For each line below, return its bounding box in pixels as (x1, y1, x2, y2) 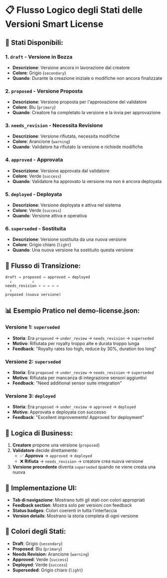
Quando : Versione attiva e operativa (12, 213, 87, 219)
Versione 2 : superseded (5, 358, 61, 365)
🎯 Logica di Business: (5, 429, 73, 437)
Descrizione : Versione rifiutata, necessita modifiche (12, 133, 120, 139)
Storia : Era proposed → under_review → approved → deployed (12, 404, 136, 410)
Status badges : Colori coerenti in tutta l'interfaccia (12, 508, 117, 514)
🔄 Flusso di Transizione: (5, 261, 81, 270)
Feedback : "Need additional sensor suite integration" (12, 380, 122, 386)
